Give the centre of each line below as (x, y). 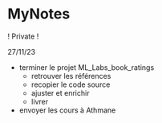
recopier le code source (71, 84)
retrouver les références (71, 76)
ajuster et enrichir (60, 92)
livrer (40, 101)
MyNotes (39, 14)
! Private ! (23, 36)
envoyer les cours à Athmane (67, 110)
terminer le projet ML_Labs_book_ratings (87, 67)
